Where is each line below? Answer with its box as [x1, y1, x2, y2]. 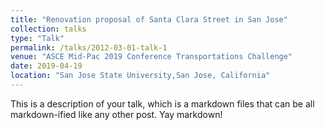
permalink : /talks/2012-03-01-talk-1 [10, 42, 168, 53]
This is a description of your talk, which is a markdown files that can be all [10, 97, 315, 110]
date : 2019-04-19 [10, 61, 83, 71]
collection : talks [10, 24, 87, 34]
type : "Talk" [10, 33, 65, 43]
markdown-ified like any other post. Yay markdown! [10, 108, 223, 120]
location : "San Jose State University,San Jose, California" [10, 71, 271, 81]
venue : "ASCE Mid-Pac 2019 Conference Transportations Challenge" [10, 52, 293, 62]
